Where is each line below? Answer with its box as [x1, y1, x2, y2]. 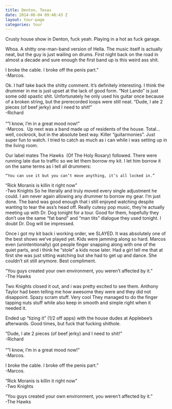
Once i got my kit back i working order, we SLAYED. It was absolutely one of [5, 230, 166, 237]
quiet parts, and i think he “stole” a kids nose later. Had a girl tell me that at [5, 247, 163, 253]
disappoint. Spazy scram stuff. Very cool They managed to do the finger [5, 294, 158, 300]
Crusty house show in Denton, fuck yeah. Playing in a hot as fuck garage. [5, 36, 161, 42]
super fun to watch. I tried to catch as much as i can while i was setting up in [5, 137, 167, 143]
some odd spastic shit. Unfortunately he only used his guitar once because [5, 93, 164, 99]
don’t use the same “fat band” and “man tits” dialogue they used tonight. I [5, 215, 161, 221]
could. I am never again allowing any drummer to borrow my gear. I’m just [5, 193, 161, 200]
